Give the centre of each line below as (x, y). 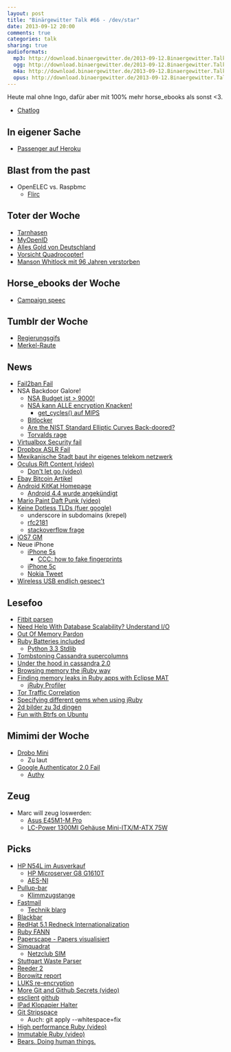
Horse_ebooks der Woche (64, 283)
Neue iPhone (35, 545)
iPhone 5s (42, 552)
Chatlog (28, 110)
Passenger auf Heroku (49, 149)
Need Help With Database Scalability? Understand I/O (93, 627)
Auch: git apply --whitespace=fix (74, 1019)
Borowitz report (39, 976)
